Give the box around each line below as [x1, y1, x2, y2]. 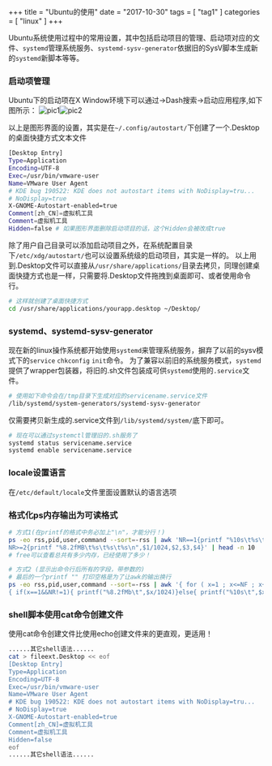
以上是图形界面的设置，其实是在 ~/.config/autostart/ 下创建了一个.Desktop [8, 123, 260, 132]
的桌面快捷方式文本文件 [8, 133, 87, 143]
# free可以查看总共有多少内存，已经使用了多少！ [8, 551, 151, 559]
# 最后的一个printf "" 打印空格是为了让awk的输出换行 [8, 573, 172, 582]
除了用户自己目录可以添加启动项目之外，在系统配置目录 [8, 240, 193, 250]
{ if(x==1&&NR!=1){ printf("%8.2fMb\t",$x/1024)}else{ [8, 588, 198, 596]
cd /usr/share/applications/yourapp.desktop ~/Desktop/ [8, 304, 201, 312]
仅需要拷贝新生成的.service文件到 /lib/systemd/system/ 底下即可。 [8, 415, 228, 424]
